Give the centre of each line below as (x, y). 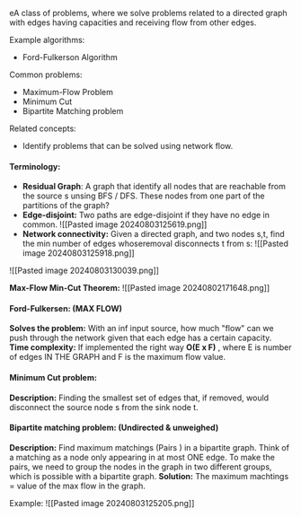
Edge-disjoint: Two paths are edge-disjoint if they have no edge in (146, 215)
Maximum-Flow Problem (68, 92)
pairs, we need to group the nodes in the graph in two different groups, (141, 467)
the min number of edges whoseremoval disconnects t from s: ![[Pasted (155, 244)
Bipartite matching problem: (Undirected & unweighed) (114, 428)
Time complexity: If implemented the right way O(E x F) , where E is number (150, 347)
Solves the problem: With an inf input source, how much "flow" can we (142, 329)
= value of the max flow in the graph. (78, 486)
